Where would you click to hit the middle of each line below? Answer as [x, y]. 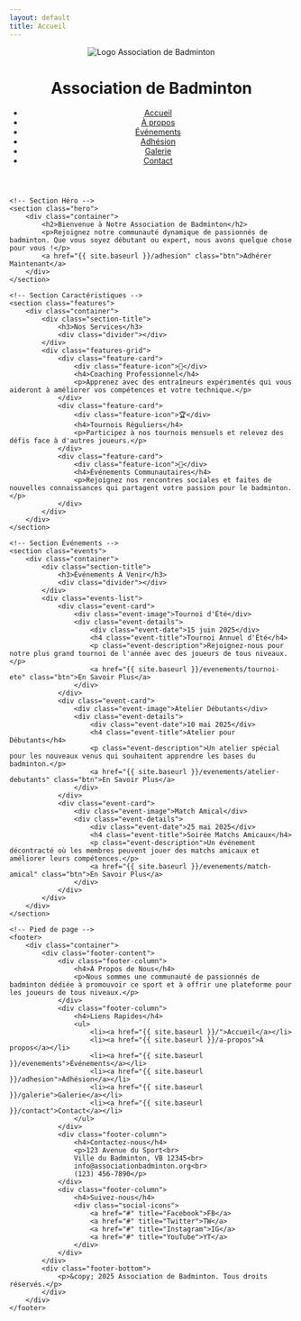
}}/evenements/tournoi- [235, 670]
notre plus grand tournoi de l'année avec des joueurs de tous [131, 654]
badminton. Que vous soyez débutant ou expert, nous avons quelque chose [151, 241]
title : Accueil [38, 26]
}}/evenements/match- [231, 867]
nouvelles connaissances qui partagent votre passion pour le [128, 488]
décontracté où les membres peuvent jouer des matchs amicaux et [134, 851]
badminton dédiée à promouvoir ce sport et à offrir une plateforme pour [151, 985]
